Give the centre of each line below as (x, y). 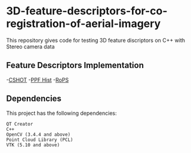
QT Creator (20, 124)
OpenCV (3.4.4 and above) (38, 134)
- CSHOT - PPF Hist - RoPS (38, 79)
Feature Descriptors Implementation (75, 65)
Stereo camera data (30, 47)
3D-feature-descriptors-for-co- (87, 11)
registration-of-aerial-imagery (84, 24)
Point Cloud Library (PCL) (40, 140)
